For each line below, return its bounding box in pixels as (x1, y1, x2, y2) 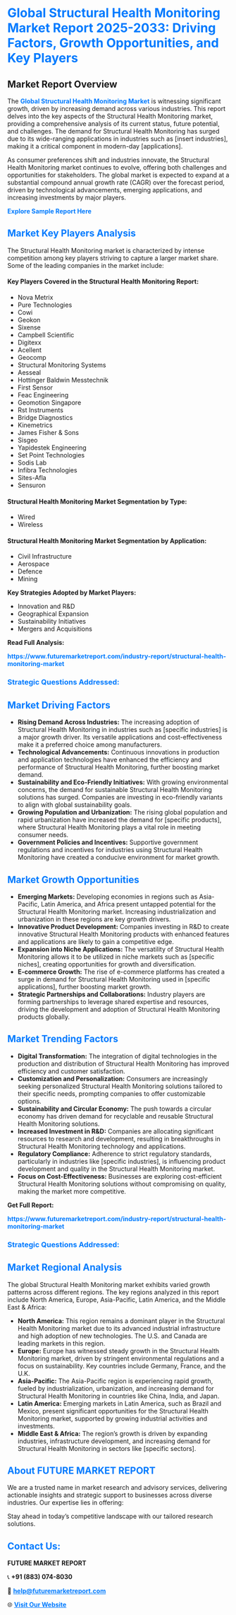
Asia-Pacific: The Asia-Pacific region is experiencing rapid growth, (17, 1377, 213, 1385)
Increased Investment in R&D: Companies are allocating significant (17, 1126, 214, 1136)
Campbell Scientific (17, 331, 75, 339)
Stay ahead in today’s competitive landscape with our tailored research (7, 1512, 213, 1521)
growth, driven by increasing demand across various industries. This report (7, 105, 226, 112)
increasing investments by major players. (7, 193, 127, 202)
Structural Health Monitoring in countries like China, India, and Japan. (17, 1392, 220, 1400)
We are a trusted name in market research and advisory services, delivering (7, 1483, 228, 1492)
